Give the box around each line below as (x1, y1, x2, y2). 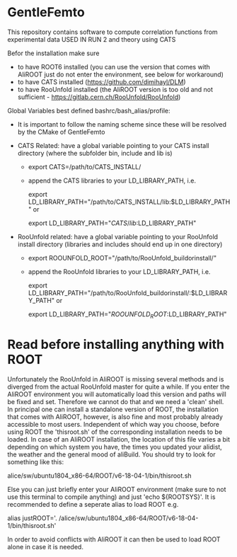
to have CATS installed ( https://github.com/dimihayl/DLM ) (17, 77, 186, 86)
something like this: (7, 457, 64, 466)
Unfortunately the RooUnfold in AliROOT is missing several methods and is (7, 374, 224, 383)
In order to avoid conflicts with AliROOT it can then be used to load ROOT (7, 535, 221, 544)
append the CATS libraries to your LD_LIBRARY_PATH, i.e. (28, 176, 197, 185)
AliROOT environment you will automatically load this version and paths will (7, 390, 226, 398)
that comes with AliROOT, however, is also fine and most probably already (7, 412, 223, 421)
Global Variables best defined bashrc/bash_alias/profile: (7, 106, 170, 115)
